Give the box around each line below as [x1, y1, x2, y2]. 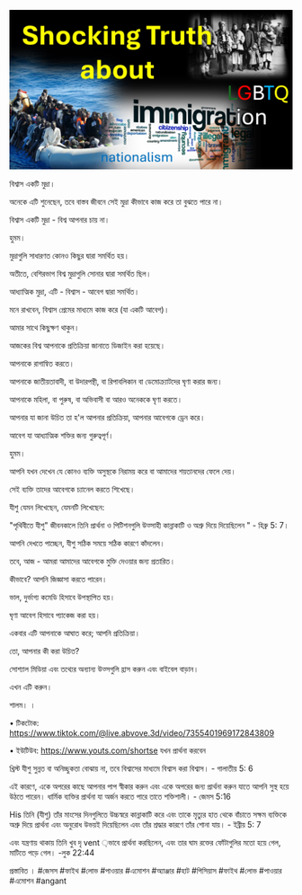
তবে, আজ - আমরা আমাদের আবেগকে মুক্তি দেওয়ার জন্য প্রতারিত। [9, 555, 175, 566]
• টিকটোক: [9, 717, 40, 728]
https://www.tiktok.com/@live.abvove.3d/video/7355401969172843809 [9, 727, 275, 738]
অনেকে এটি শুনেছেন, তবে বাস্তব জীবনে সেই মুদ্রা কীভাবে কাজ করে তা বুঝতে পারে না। [9, 196, 224, 207]
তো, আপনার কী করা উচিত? [9, 645, 80, 656]
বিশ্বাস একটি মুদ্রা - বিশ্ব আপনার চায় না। [9, 214, 111, 225]
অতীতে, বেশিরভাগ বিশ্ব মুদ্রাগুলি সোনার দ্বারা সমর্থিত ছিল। [9, 268, 152, 279]
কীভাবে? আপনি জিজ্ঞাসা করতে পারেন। [9, 573, 108, 584]
